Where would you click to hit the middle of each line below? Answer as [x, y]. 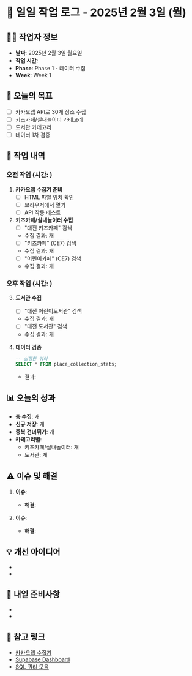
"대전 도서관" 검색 [46, 326]
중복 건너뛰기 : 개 [35, 432]
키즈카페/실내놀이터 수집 [44, 220]
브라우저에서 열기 [45, 205]
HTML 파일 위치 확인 [49, 197]
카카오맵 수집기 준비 [39, 189]
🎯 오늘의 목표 [30, 96]
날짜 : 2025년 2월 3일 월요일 [49, 53]
